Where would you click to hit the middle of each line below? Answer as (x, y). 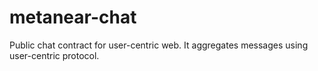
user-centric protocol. (54, 55)
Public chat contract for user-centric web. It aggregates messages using (159, 45)
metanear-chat (73, 17)
